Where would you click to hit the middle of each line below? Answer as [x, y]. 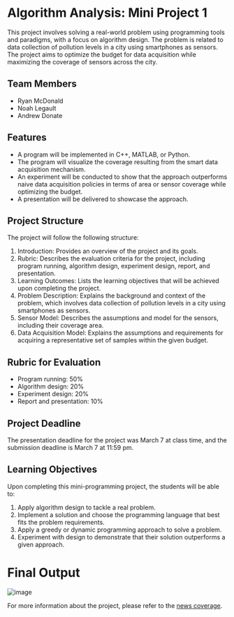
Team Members [42, 84]
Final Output [44, 573]
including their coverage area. [60, 326]
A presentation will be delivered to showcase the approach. [103, 199]
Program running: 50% [50, 379]
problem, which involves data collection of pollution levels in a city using [121, 303]
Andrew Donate [40, 115]
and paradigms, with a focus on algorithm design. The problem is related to [115, 39]
